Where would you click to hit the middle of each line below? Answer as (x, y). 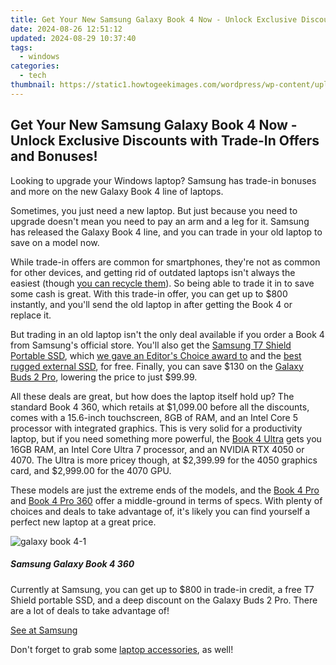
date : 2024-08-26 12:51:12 (66, 29)
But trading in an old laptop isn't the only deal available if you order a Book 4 (167, 334)
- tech (33, 76)
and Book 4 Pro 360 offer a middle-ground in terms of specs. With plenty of (166, 500)
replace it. (31, 315)
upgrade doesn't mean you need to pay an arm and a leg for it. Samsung (160, 221)
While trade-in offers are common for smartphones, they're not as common (165, 262)
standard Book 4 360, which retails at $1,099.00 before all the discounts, (160, 407)
